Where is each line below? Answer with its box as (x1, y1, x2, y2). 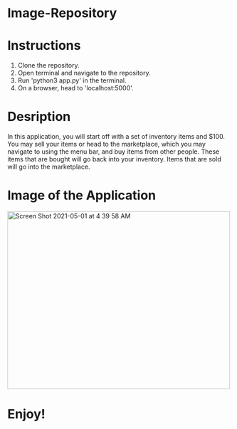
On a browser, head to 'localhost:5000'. (17, 84, 134, 92)
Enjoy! (7, 406, 46, 423)
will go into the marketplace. (7, 162, 90, 171)
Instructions (7, 38, 81, 54)
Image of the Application (7, 187, 157, 203)
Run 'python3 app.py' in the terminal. (17, 76, 127, 85)
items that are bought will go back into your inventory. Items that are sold (7, 155, 222, 164)
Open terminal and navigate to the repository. (17, 69, 151, 78)
